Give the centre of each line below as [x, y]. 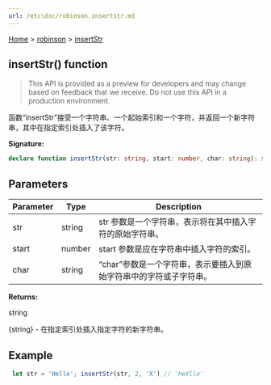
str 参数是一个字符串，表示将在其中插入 [173, 222]
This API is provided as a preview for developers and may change [137, 84]
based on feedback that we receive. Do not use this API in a [127, 92]
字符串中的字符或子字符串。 [159, 277]
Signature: [26, 144]
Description [179, 207]
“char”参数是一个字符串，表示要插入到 [171, 264]
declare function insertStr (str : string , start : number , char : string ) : [133, 159]
